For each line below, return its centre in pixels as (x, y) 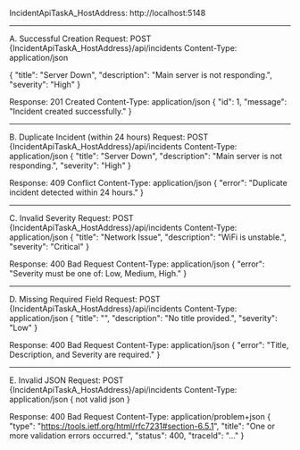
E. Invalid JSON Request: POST (67, 380)
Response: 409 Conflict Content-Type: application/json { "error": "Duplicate (148, 183)
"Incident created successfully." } (71, 111)
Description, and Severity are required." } (85, 354)
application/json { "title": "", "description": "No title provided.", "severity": (144, 318)
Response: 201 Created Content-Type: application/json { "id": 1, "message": (148, 102)
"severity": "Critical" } (49, 246)
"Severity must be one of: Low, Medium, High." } (98, 273)
